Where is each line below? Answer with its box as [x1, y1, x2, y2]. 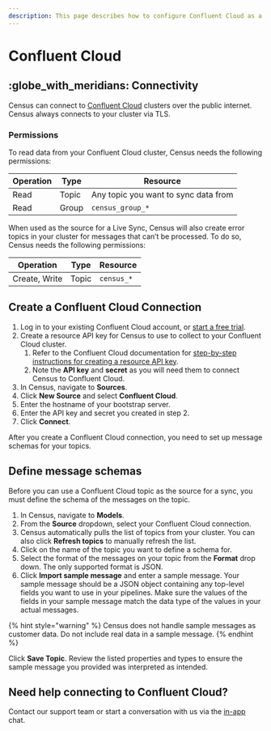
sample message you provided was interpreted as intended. [8, 661, 209, 672]
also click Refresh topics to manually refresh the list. [19, 536, 197, 546]
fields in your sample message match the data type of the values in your [19, 596, 261, 606]
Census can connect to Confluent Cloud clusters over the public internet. [8, 100, 252, 110]
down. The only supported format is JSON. [19, 562, 163, 572]
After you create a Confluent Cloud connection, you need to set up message [8, 432, 263, 442]
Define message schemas [8, 465, 142, 478]
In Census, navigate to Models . [19, 510, 125, 520]
